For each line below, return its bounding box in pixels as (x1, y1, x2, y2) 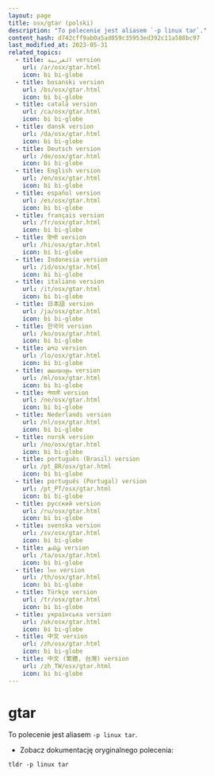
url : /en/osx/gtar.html (22, 174, 101, 183)
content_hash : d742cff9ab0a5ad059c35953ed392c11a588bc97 (8, 33, 201, 42)
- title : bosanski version (15, 78, 105, 86)
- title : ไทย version (15, 566, 85, 574)
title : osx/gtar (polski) (8, 19, 94, 27)
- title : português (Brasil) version (15, 455, 140, 464)
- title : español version (15, 188, 101, 197)
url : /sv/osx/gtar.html (22, 530, 101, 537)
